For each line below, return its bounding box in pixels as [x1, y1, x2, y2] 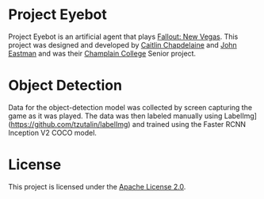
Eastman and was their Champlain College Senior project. [8, 48, 197, 58]
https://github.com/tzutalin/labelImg [10, 119, 128, 128]
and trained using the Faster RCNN [132, 119, 247, 128]
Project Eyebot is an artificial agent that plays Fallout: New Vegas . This [8, 32, 239, 41]
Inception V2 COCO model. [8, 128, 98, 137]
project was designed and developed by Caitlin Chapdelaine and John [8, 40, 238, 49]
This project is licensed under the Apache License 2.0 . [8, 182, 186, 191]
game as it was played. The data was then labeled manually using [8, 111, 223, 121]
